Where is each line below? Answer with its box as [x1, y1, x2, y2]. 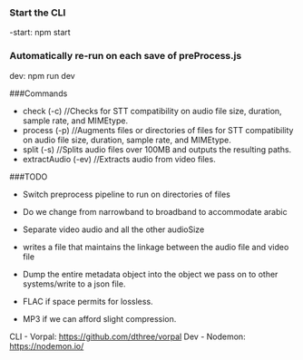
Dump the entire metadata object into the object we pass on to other [22, 268, 279, 279]
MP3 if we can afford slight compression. [22, 313, 177, 324]
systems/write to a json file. [22, 278, 126, 289]
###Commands [9, 88, 68, 99]
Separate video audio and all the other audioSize [22, 224, 205, 235]
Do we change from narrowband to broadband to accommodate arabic [22, 206, 288, 217]
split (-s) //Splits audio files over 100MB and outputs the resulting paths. [22, 143, 292, 155]
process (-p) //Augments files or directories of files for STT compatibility [22, 124, 294, 135]
